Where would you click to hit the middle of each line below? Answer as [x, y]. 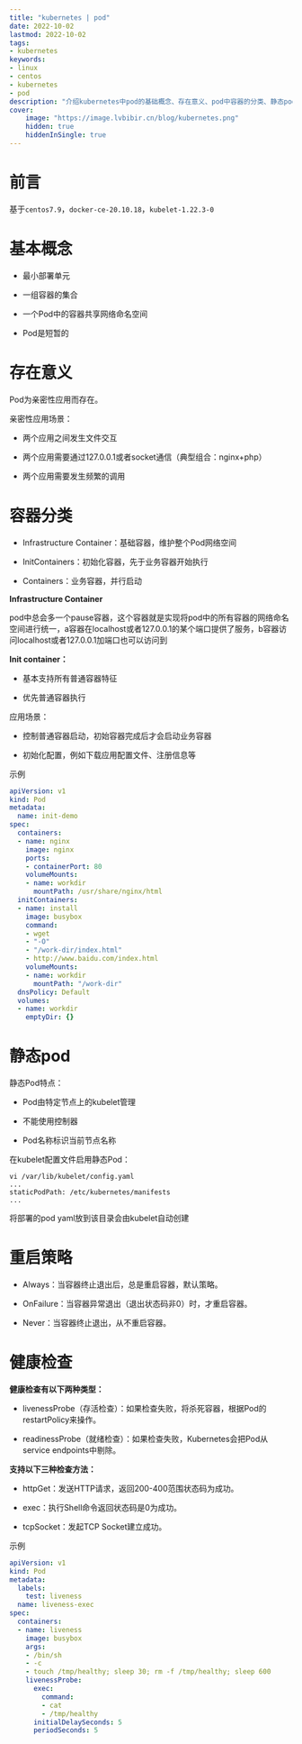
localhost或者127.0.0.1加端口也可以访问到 [92, 640]
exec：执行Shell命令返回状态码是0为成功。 [102, 1507]
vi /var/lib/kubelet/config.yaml [72, 1177]
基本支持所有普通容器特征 [70, 678]
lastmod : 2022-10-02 [48, 34]
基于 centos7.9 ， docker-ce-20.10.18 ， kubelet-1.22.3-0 [111, 209]
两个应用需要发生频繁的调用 [74, 476]
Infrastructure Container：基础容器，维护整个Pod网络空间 [129, 543]
